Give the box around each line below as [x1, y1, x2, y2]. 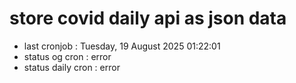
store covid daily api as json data [9, 7, 287, 30]
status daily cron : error [23, 61, 121, 73]
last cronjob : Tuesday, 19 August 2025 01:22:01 [23, 40, 221, 52]
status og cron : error [23, 50, 112, 62]
